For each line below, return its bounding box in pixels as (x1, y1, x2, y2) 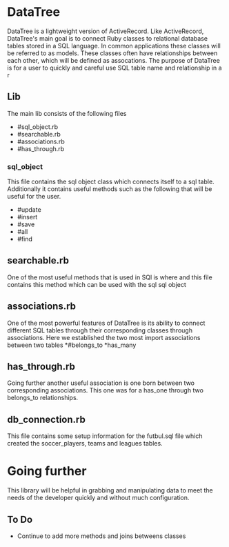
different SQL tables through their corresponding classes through (7, 326, 193, 335)
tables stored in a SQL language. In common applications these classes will (7, 41, 221, 50)
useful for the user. (7, 192, 61, 201)
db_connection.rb (7, 413, 86, 425)
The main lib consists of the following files (7, 109, 127, 117)
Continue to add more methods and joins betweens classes (17, 532, 186, 540)
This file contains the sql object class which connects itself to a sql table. (7, 177, 215, 186)
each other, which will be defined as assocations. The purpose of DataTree (7, 56, 221, 64)
